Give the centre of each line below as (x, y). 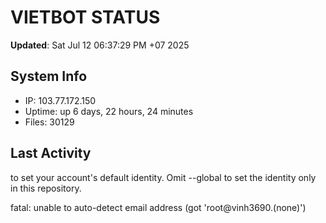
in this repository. (46, 188)
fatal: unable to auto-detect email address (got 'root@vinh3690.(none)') (158, 207)
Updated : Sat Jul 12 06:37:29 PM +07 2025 (100, 45)
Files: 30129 (49, 122)
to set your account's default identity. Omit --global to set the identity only (163, 177)
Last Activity (51, 153)
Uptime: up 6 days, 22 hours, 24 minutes (109, 111)
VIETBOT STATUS (85, 17)
